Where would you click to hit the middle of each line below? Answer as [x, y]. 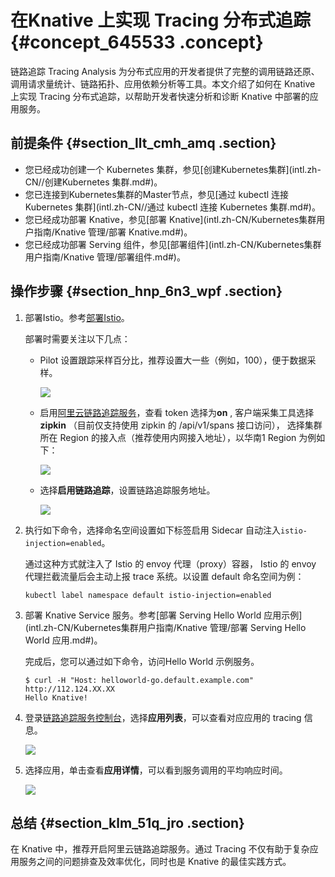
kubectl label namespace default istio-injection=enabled [148, 595]
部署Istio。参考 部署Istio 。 [77, 317]
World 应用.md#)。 [63, 640]
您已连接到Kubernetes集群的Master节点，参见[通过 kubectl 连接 [157, 194]
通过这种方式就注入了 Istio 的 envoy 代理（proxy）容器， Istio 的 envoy [170, 563]
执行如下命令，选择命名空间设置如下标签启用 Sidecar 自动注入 [153, 530]
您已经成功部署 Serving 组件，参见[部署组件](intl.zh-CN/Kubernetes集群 [173, 244]
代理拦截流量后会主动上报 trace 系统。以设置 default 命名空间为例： [164, 576]
